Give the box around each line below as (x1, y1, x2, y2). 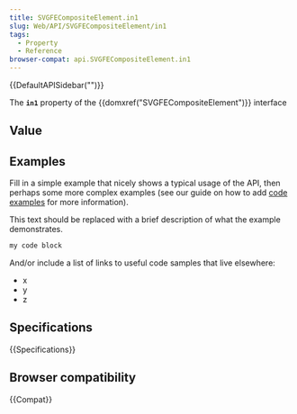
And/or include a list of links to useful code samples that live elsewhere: (9, 257, 276, 268)
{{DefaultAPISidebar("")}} (9, 80, 104, 90)
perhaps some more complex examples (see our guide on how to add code (9, 187, 288, 198)
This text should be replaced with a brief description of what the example (9, 214, 281, 225)
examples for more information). (9, 197, 129, 208)
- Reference (17, 47, 63, 56)
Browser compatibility (9, 370, 137, 385)
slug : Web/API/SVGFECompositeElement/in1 (9, 22, 167, 31)
